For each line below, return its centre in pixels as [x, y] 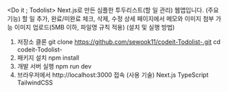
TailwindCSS [35, 82]
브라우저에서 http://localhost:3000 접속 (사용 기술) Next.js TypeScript [113, 75]
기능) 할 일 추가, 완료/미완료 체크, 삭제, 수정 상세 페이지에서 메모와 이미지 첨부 [111, 19]
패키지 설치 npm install [48, 58]
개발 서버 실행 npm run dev [54, 66]
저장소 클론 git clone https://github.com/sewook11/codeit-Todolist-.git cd [119, 42]
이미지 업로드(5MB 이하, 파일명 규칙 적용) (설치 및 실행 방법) [94, 27]
